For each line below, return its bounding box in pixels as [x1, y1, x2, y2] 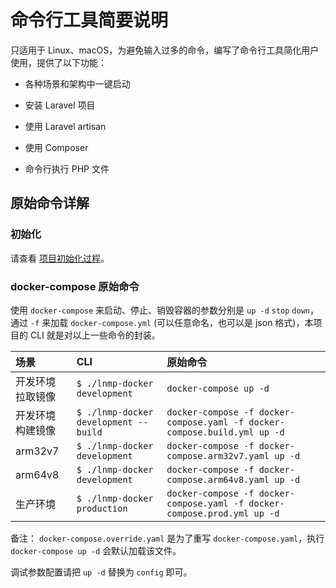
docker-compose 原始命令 [10, 279, 140, 293]
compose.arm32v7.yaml [166, 450, 270, 461]
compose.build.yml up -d [166, 426, 285, 438]
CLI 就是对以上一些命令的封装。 [29, 329, 161, 341]
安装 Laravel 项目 [24, 99, 96, 111]
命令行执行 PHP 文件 [24, 162, 110, 175]
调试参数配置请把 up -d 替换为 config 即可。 [10, 566, 193, 578]
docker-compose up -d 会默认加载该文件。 [10, 544, 182, 556]
